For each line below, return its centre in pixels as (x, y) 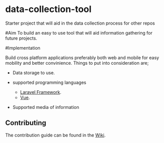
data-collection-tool (48, 9)
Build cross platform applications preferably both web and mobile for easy (82, 57)
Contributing (26, 123)
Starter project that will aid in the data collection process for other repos (80, 23)
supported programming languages (49, 82)
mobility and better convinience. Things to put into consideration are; (77, 63)
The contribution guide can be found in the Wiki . (56, 135)
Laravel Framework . (41, 92)
